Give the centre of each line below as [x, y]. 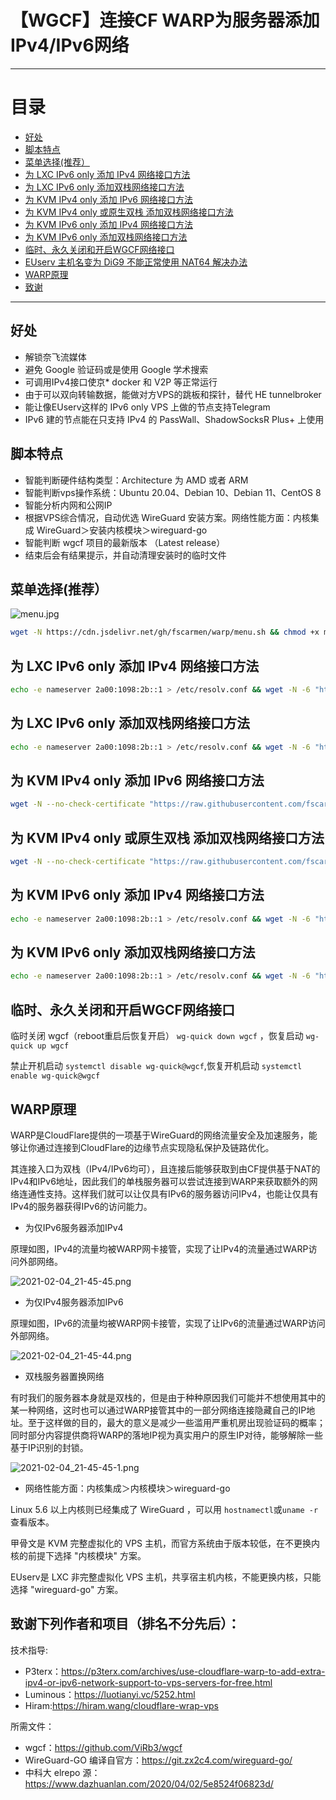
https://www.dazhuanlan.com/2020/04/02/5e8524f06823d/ [149, 1783]
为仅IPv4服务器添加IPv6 [74, 1302]
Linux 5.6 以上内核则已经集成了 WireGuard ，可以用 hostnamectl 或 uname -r [164, 1509]
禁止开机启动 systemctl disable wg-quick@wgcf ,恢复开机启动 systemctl [156, 1066]
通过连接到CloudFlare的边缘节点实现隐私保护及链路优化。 [155, 1147]
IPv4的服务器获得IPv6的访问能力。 [81, 1206]
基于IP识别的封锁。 [49, 1447]
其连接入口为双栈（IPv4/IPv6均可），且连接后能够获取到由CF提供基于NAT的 [165, 1168]
